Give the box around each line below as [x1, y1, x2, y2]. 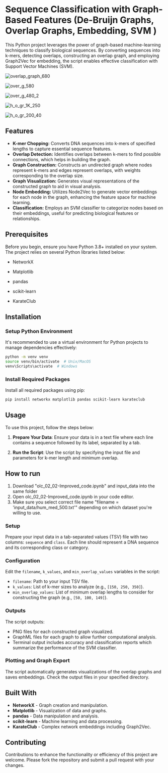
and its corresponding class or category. [5, 544, 90, 551]
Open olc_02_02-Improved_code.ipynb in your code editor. [12, 493, 134, 499]
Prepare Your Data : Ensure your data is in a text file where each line [12, 434, 153, 440]
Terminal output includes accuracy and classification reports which [12, 639, 152, 645]
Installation [5, 312, 41, 321]
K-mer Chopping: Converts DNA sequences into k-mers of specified [12, 140, 155, 146]
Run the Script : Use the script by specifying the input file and [12, 449, 140, 456]
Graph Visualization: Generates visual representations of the [12, 178, 140, 184]
